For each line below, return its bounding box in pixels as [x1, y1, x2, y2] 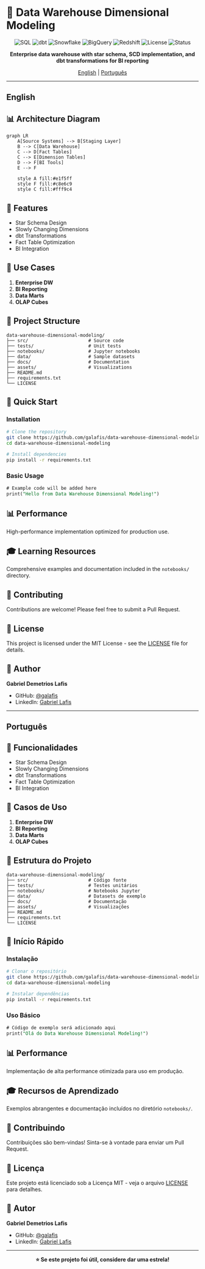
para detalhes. [6, 1185, 43, 1193]
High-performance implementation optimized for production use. [6, 528, 170, 535]
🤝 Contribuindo [6, 1123, 65, 1133]
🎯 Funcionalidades [6, 742, 78, 753]
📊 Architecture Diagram [6, 113, 101, 124]
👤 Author [6, 664, 41, 674]
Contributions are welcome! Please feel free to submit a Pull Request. [6, 606, 181, 613]
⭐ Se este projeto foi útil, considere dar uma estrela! [35, 1256, 170, 1263]
